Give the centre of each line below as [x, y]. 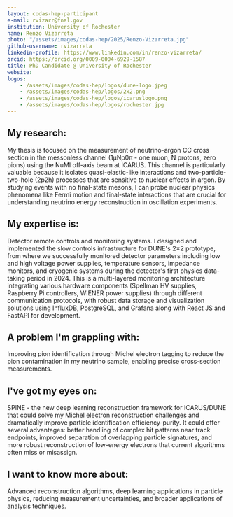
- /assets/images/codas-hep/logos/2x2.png [83, 92]
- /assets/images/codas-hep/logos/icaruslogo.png [94, 99]
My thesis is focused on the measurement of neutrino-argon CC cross [108, 150]
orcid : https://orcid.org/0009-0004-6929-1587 [76, 59]
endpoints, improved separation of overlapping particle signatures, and [110, 437]
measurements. [30, 369]
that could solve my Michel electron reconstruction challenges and [103, 415]
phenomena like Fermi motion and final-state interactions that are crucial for [117, 194]
